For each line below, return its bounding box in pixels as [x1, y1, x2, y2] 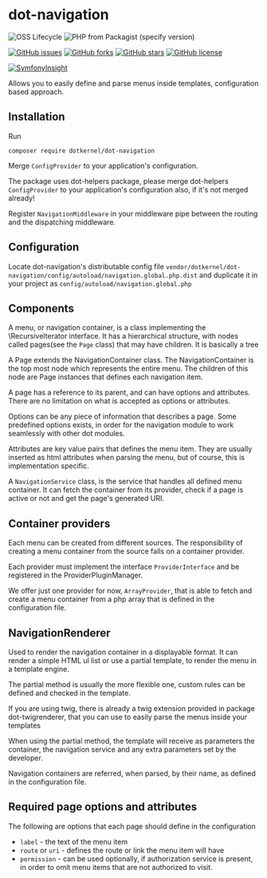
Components [8, 301, 74, 315]
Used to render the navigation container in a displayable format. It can [8, 647, 238, 657]
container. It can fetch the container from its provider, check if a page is [8, 485, 244, 495]
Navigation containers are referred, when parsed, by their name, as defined [8, 769, 257, 778]
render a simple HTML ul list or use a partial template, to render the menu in [8, 656, 257, 665]
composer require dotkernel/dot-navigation [8, 146, 155, 155]
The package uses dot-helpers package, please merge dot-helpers [8, 176, 229, 185]
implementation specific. [8, 461, 89, 471]
